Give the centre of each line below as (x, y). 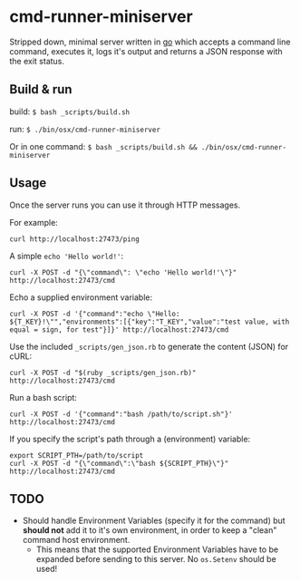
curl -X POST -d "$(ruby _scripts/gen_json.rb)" (103, 373)
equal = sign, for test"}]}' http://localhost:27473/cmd (119, 329)
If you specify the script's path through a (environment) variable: (130, 439)
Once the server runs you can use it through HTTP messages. (125, 205)
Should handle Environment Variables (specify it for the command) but (154, 521)
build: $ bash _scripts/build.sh (69, 111)
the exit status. (37, 61)
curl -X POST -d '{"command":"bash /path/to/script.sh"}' (121, 414)
